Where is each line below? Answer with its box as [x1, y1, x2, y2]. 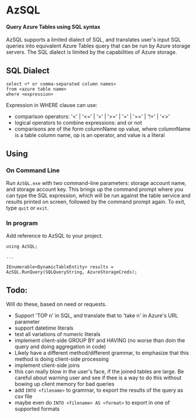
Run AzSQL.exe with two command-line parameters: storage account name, [6, 179, 187, 186]
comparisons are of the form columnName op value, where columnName [14, 125, 191, 132]
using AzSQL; [6, 244, 38, 249]
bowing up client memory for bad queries [14, 381, 115, 387]
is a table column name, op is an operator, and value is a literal [14, 132, 165, 139]
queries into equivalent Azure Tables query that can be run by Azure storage [6, 42, 191, 50]
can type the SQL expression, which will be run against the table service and [6, 191, 191, 199]
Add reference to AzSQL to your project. [6, 232, 104, 239]
